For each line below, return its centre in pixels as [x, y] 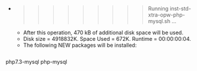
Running [158, 9]
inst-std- [180, 9]
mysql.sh [159, 21]
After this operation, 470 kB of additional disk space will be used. [103, 33]
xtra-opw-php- [167, 15]
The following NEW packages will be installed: [80, 45]
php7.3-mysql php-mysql [36, 62]
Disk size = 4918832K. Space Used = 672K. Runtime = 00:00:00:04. [107, 39]
